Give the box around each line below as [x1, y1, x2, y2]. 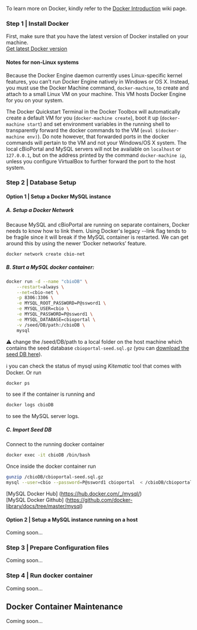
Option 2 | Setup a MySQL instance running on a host [6, 516, 138, 523]
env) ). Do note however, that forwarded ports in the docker [27, 133, 169, 140]
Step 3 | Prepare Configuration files [6, 544, 110, 552]
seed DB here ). [6, 351, 43, 358]
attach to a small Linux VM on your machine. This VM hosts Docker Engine [6, 90, 186, 97]
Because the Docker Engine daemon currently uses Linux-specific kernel [6, 71, 183, 78]
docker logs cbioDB [6, 402, 54, 408]
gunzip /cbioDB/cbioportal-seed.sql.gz [6, 474, 104, 480]
